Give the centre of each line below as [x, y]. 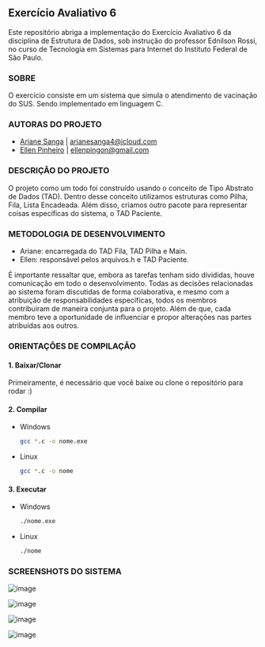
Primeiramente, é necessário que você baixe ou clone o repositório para [126, 383]
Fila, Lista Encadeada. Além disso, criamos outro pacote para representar [128, 205]
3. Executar [27, 489]
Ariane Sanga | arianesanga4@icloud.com [88, 141]
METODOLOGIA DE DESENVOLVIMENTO [87, 233]
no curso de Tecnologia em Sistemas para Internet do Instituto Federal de [128, 49]
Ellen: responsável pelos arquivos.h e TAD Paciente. [104, 260]
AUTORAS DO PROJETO [55, 125]
